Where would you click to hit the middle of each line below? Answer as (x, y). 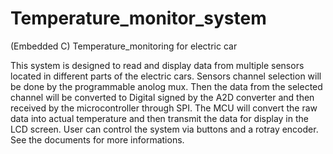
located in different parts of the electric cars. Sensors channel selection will (166, 76)
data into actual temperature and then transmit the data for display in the (159, 118)
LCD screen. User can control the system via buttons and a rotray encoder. (164, 129)
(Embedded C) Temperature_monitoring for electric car (124, 46)
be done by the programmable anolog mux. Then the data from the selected (166, 86)
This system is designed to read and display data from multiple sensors (157, 65)
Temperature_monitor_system (138, 18)
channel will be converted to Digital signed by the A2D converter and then (162, 97)
